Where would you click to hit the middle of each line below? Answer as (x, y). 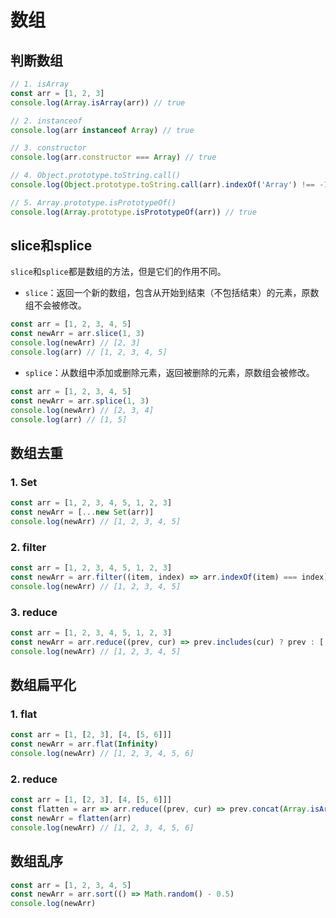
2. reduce (34, 779)
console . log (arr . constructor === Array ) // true (113, 157)
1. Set (24, 482)
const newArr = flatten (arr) (71, 818)
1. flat (24, 714)
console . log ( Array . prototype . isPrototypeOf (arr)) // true (133, 212)
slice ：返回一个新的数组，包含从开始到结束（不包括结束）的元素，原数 (172, 293)
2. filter (28, 547)
